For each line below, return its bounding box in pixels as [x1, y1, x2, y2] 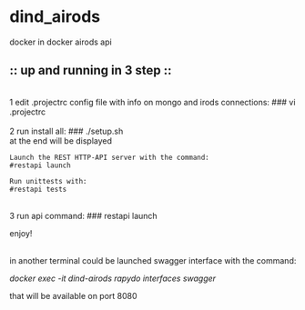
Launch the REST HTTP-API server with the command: [9, 153, 209, 162]
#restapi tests [9, 185, 67, 194]
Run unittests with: [9, 176, 88, 185]
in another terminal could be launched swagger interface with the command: [9, 255, 297, 265]
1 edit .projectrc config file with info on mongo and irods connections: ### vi [9, 96, 296, 107]
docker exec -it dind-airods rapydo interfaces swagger [9, 273, 217, 284]
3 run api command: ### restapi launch [9, 210, 158, 221]
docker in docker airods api [9, 36, 112, 47]
